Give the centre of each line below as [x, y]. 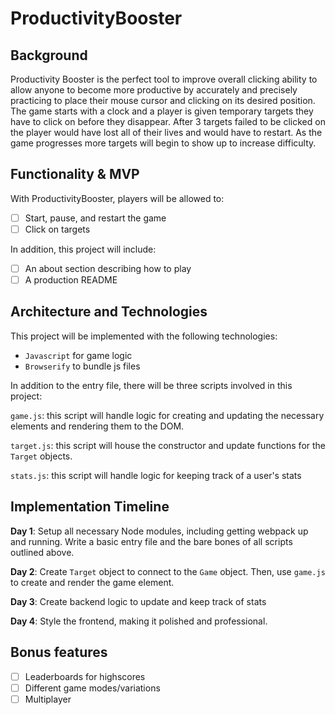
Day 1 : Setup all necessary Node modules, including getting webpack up [159, 531]
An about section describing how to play [108, 268]
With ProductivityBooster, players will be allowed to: [117, 198]
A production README [71, 280]
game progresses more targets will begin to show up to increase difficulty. [163, 143]
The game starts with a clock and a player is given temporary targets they [162, 111]
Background [49, 55]
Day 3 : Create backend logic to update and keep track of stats [138, 601]
